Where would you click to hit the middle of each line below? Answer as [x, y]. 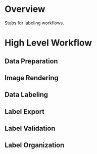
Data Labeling [26, 95]
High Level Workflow [48, 43]
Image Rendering [32, 78]
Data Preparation [31, 61]
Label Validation [30, 128]
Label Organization [35, 145]
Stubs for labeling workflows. [35, 23]
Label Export [25, 112]
